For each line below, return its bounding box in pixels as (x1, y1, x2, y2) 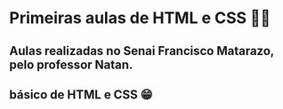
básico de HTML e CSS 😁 (9, 87, 153, 102)
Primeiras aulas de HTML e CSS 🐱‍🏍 (9, 8, 271, 28)
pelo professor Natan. (9, 57, 133, 72)
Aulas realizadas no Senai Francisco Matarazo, (9, 43, 274, 58)
